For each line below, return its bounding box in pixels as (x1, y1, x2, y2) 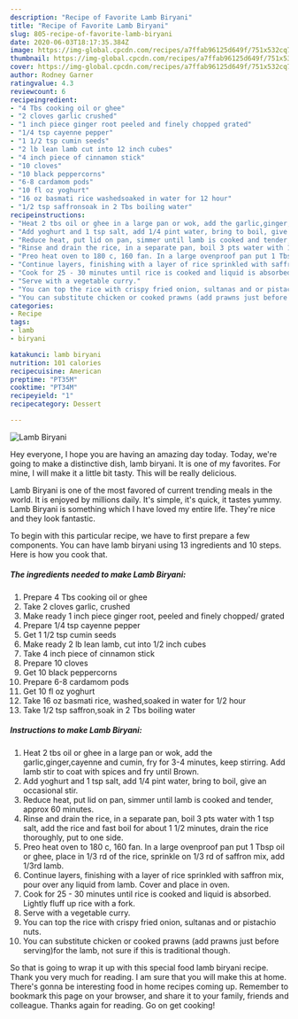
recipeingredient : (10, 95, 78, 105)
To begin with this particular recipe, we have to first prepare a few (10, 530, 250, 541)
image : (10, 46, 34, 55)
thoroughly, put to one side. (22, 832, 124, 843)
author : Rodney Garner (10, 71, 94, 80)
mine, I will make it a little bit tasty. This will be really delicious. (10, 467, 237, 478)
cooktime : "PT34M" (10, 383, 78, 393)
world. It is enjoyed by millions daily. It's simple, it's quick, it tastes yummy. (10, 494, 282, 505)
